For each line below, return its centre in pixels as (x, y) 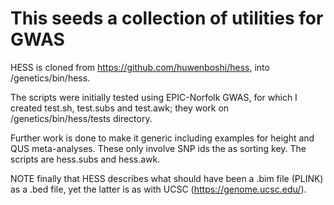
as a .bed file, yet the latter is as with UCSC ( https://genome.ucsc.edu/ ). (158, 189)
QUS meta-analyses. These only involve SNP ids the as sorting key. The (158, 148)
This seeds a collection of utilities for (167, 18)
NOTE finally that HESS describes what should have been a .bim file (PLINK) (167, 178)
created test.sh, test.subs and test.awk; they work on (120, 108)
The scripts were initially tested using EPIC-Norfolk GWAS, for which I (154, 97)
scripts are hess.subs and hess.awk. (85, 159)
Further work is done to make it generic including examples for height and (162, 138)
